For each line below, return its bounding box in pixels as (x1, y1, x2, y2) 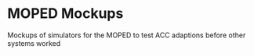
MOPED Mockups (7, 5, 124, 23)
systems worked (7, 38, 61, 47)
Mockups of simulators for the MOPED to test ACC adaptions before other (7, 30, 246, 40)
